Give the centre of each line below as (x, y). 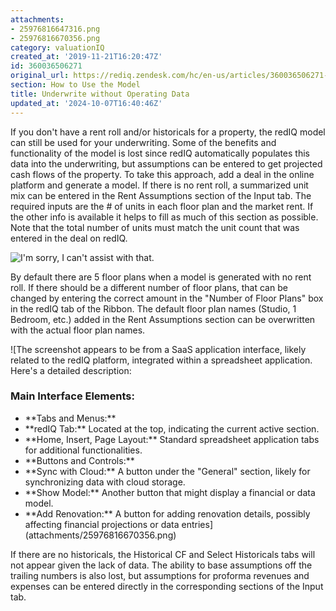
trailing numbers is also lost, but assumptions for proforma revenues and (160, 575)
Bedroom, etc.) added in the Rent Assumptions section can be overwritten (163, 319)
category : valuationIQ (57, 47)
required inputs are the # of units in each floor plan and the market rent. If (162, 206)
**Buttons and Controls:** (79, 460)
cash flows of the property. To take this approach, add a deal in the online (162, 174)
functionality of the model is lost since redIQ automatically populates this (160, 153)
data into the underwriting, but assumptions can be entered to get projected (166, 163)
